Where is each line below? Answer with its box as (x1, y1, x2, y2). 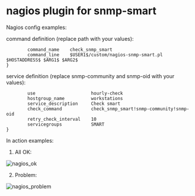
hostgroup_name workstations (27, 95, 123, 101)
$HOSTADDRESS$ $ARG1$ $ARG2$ (6, 57, 78, 63)
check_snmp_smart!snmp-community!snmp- (91, 105, 190, 112)
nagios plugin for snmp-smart (6, 4, 157, 18)
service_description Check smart (27, 101, 120, 107)
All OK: (14, 148, 32, 155)
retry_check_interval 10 (27, 116, 97, 122)
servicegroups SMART (27, 121, 105, 127)
